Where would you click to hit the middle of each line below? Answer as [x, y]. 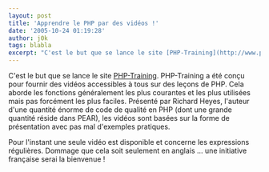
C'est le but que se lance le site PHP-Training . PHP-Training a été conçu [127, 76]
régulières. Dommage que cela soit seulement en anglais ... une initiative [128, 150]
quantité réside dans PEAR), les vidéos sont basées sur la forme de [119, 118]
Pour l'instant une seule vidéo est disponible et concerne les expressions [129, 142]
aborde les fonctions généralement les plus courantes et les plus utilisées [129, 92]
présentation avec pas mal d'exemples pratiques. [89, 126]
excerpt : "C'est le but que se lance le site [85, 53]
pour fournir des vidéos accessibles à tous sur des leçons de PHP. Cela [126, 84]
